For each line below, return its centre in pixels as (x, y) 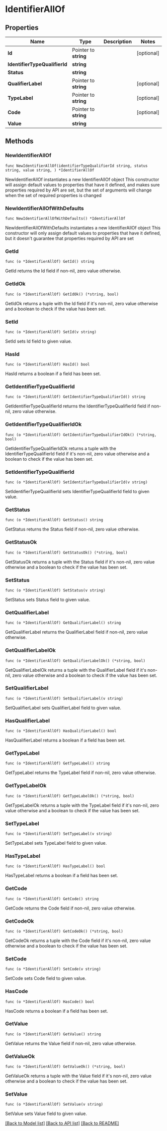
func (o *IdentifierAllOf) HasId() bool (48, 365)
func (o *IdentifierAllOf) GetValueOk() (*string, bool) (65, 1067)
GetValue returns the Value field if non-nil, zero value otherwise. (71, 1043)
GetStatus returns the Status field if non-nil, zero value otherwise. (72, 529)
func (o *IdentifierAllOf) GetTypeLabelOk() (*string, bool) (70, 796)
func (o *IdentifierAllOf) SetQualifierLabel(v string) (64, 698)
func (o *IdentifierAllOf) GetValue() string (53, 1034)
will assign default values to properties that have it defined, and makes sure (83, 185)
